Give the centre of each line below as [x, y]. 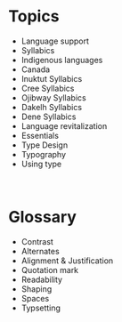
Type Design [45, 145]
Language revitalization [64, 125]
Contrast [37, 241]
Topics [34, 16]
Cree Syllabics [48, 88]
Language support [55, 41]
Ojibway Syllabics [53, 97]
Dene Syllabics [49, 117]
